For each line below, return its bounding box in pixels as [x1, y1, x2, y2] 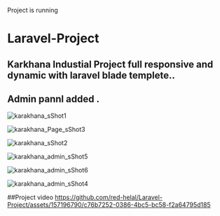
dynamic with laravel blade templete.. [7, 69, 175, 81]
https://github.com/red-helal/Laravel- [55, 193, 163, 202]
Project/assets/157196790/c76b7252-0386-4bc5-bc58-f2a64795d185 [7, 201, 212, 209]
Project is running [7, 6, 58, 14]
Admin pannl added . [7, 93, 100, 104]
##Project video [7, 193, 54, 202]
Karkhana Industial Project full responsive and [7, 58, 214, 70]
